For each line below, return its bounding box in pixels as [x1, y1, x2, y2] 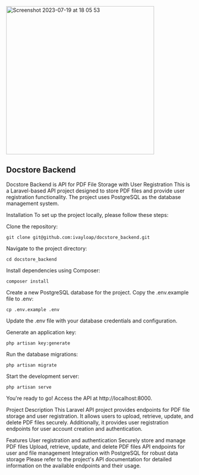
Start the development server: [6, 372, 80, 380]
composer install [6, 278, 49, 284]
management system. [6, 200, 59, 207]
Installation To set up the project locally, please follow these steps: [6, 211, 169, 218]
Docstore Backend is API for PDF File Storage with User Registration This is [6, 181, 190, 188]
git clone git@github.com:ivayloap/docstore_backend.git [6, 234, 150, 240]
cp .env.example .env [6, 306, 60, 312]
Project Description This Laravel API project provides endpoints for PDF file [6, 406, 190, 413]
